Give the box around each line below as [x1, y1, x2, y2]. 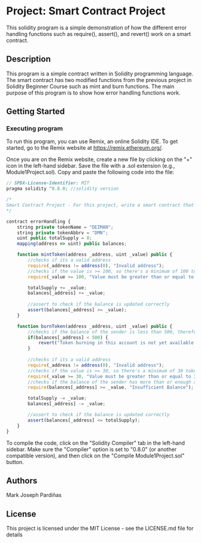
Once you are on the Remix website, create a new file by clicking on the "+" [6, 156, 193, 163]
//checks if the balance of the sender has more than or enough [28, 379, 191, 385]
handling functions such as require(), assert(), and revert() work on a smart [6, 30, 191, 37]
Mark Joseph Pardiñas [6, 492, 62, 499]
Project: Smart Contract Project [6, 4, 166, 18]
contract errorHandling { [6, 219, 71, 225]
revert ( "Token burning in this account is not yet [38, 340, 167, 346]
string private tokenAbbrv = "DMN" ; [17, 229, 109, 236]
